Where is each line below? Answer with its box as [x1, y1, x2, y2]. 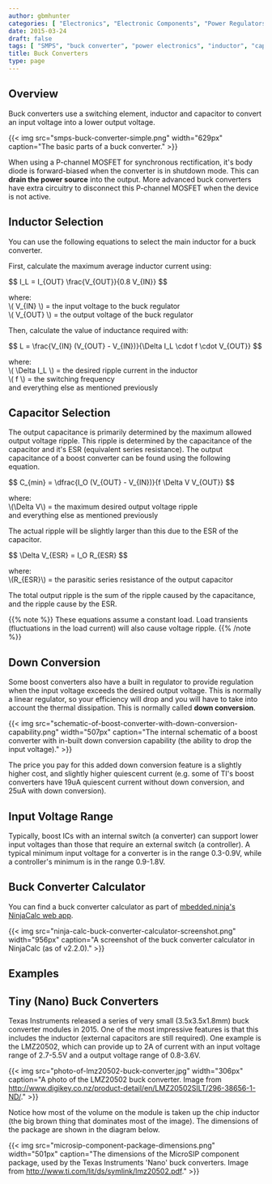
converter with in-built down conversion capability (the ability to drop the [8, 736, 253, 746]
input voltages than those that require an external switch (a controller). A [8, 840, 251, 849]
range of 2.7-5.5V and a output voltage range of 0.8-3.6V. [8, 1050, 201, 1060]
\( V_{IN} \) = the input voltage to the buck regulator [8, 301, 181, 310]
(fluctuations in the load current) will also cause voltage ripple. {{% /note [8, 623, 251, 633]
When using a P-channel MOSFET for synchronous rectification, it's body [8, 157, 253, 167]
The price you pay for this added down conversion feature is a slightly [8, 760, 242, 770]
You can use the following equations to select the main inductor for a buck [8, 237, 257, 246]
